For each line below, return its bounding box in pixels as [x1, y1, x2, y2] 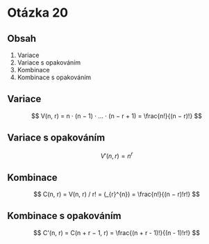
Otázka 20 [7, 5, 68, 21]
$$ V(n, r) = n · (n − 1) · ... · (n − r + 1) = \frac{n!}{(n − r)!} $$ [31, 111, 203, 120]
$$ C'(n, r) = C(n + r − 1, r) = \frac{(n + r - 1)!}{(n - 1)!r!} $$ [33, 228, 200, 237]
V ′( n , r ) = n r [100, 150, 133, 160]
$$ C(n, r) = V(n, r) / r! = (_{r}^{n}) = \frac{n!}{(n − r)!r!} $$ [33, 190, 200, 199]
